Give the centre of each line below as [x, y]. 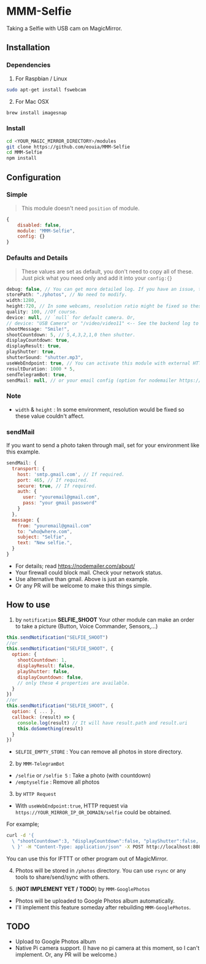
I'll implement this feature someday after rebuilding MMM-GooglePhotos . [103, 907]
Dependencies [29, 65]
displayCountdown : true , [38, 341]
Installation [28, 48]
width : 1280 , [21, 301]
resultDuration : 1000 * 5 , [41, 369]
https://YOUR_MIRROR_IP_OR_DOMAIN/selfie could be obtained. [93, 812]
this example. [23, 452]
